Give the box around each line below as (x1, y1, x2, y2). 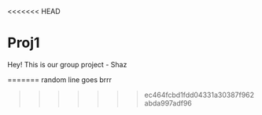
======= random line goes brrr (7, 74, 112, 84)
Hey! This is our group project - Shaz (7, 59, 127, 69)
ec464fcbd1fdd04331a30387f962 (144, 90, 255, 99)
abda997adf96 (144, 98, 192, 108)
